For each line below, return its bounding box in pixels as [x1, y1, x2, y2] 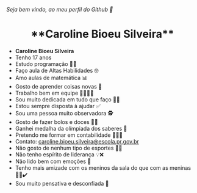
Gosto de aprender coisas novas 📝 [15, 82, 102, 90]
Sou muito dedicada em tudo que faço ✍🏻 [15, 95, 120, 103]
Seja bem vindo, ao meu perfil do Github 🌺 [6, 6, 113, 13]
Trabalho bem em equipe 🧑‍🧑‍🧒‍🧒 [15, 89, 94, 96]
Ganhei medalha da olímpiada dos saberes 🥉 [15, 125, 127, 132]
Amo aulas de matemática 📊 [15, 74, 88, 81]
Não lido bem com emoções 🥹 [15, 158, 91, 165]
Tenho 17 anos [15, 54, 52, 61]
